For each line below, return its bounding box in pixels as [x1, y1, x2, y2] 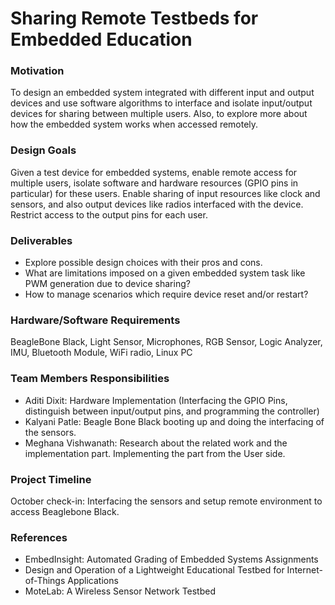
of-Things [24, 575, 66, 587]
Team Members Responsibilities [10, 372, 170, 386]
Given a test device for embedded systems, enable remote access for [10, 166, 298, 178]
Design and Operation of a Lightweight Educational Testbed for [24, 564, 285, 576]
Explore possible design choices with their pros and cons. [24, 257, 263, 269]
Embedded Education [10, 28, 193, 51]
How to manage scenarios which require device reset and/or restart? [24, 288, 309, 301]
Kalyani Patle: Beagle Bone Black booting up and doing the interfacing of [24, 415, 325, 427]
